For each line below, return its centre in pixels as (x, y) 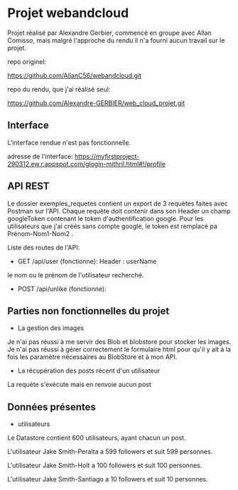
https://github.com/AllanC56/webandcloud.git (75, 75)
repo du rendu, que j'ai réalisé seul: (59, 89)
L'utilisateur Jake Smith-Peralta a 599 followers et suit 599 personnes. (110, 452)
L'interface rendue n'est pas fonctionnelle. (69, 142)
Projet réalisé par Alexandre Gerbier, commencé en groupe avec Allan (109, 33)
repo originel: (27, 61)
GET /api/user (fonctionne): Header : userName (87, 261)
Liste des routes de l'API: (44, 247)
